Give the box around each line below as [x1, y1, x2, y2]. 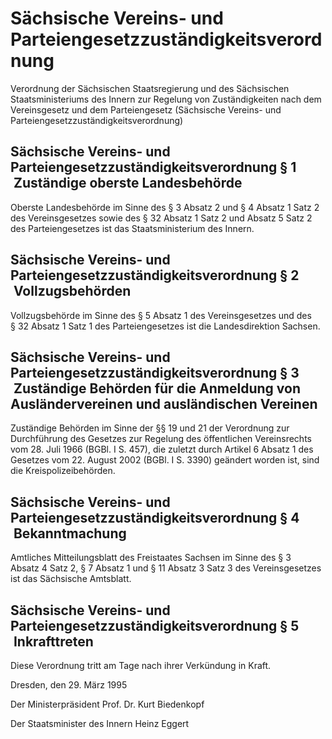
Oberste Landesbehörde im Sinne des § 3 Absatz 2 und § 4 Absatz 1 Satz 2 [10, 201, 320, 213]
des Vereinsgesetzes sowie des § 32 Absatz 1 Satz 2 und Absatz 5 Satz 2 [10, 212, 313, 224]
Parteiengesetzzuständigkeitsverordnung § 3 [10, 364, 300, 381]
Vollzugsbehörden [13, 283, 132, 300]
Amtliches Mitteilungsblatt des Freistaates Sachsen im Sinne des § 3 [10, 552, 292, 564]
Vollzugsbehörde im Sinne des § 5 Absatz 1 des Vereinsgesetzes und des [10, 309, 312, 321]
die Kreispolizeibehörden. [10, 465, 116, 477]
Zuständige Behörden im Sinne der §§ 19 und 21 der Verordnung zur [10, 422, 290, 434]
